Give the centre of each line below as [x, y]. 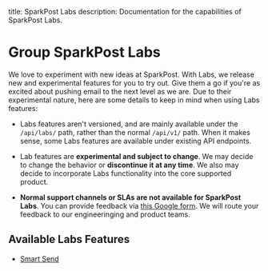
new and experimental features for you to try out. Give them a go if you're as [134, 82]
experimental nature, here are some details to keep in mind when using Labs [134, 100]
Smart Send [39, 258]
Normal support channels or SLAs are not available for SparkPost [130, 197]
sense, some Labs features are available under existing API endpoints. [136, 141]
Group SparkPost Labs [85, 52]
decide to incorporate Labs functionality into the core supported [126, 173]
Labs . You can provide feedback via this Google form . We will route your [139, 205]
